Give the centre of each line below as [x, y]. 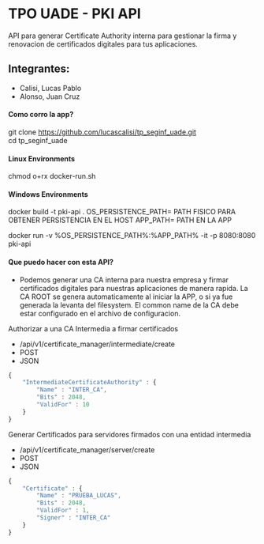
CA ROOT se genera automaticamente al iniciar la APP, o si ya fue [126, 297]
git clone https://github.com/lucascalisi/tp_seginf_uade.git [102, 132]
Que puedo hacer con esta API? [61, 262]
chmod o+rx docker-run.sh [52, 176]
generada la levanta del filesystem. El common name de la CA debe [129, 304]
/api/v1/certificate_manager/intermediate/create [97, 344]
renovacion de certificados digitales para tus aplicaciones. [103, 43]
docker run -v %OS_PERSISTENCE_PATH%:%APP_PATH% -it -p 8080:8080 [132, 236]
